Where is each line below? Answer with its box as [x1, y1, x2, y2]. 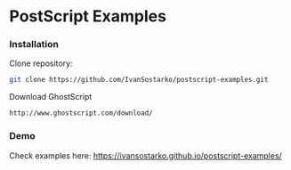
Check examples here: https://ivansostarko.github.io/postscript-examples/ [9, 150, 282, 161]
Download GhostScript [9, 92, 93, 102]
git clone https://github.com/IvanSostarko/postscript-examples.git [9, 76, 269, 85]
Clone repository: [9, 58, 73, 69]
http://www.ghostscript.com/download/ [9, 109, 153, 117]
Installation [9, 38, 60, 51]
